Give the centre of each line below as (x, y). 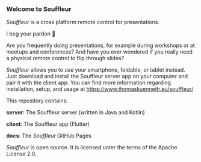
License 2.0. (21, 154)
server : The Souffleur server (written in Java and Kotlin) (76, 113)
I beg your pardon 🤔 (31, 34)
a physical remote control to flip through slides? (65, 58)
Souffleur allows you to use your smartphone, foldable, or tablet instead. (96, 70)
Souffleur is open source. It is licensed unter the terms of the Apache (92, 148)
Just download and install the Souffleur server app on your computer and (97, 76)
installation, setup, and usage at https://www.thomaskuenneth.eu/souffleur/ (100, 89)
